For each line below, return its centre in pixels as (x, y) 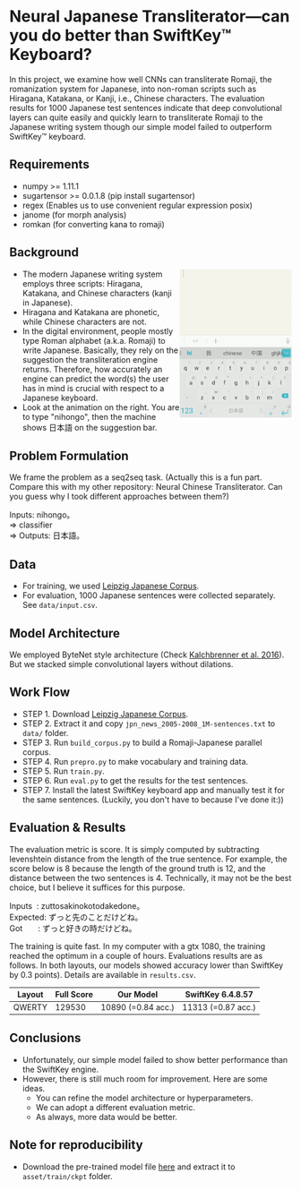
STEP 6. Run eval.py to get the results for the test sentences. (135, 780)
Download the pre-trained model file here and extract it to (129, 1167)
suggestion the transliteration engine (90, 359)
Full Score (74, 995)
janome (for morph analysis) (74, 214)
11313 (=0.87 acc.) (219, 1007)
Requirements (49, 164)
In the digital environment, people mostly (98, 331)
